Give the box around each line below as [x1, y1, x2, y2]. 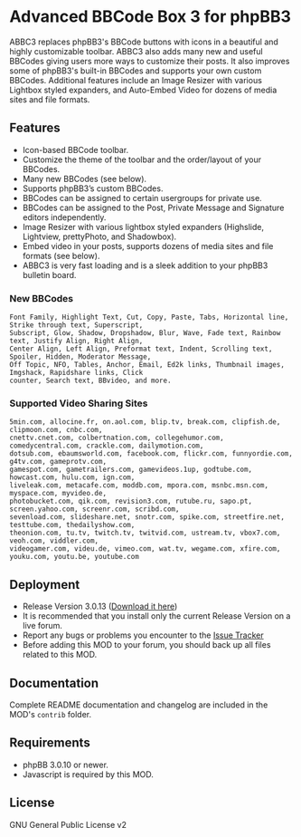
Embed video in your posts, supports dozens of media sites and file [22, 240, 274, 251]
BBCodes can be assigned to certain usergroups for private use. [22, 192, 262, 203]
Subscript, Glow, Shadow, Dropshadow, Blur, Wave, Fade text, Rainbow [9, 329, 281, 338]
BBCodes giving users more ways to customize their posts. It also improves [9, 55, 290, 66]
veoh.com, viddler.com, [9, 536, 99, 545]
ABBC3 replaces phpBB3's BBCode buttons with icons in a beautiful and [9, 36, 278, 47]
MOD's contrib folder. [9, 708, 92, 719]
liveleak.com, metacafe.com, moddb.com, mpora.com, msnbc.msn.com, [9, 481, 269, 490]
